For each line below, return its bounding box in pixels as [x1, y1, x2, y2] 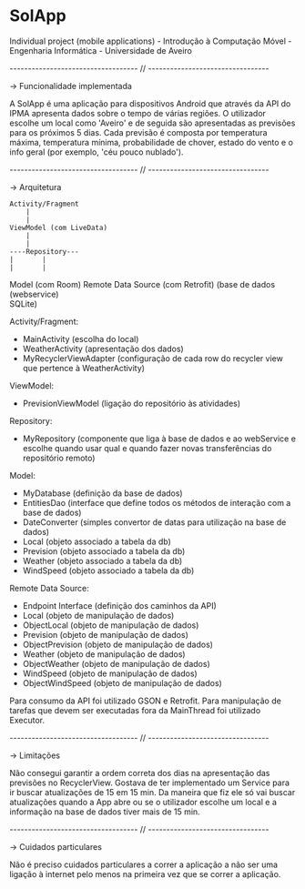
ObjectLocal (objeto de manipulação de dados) [22, 620, 199, 631]
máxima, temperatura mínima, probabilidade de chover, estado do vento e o [9, 136, 294, 147]
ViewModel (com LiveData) [9, 223, 107, 232]
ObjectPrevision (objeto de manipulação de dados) [22, 639, 214, 650]
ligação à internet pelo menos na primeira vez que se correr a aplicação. [9, 868, 281, 879]
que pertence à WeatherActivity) [22, 362, 146, 373]
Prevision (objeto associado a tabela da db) [22, 545, 186, 556]
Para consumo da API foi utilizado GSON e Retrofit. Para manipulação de [9, 695, 282, 706]
